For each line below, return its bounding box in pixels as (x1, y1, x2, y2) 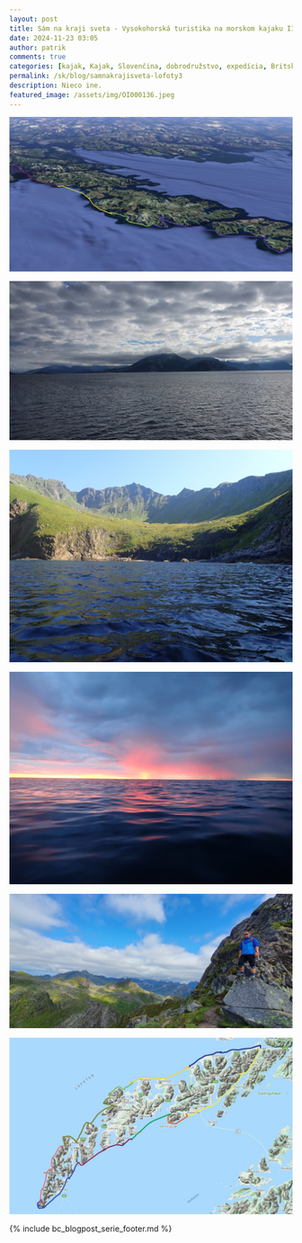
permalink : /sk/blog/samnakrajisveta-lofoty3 (9, 72, 182, 81)
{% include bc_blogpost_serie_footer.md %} (9, 1223, 173, 1234)
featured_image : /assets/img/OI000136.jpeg (9, 90, 175, 99)
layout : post (9, 14, 58, 23)
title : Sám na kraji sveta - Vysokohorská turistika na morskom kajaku (9, 23, 283, 33)
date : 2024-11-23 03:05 (9, 33, 99, 42)
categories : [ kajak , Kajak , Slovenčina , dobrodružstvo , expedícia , (9, 62, 268, 71)
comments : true (9, 52, 67, 62)
